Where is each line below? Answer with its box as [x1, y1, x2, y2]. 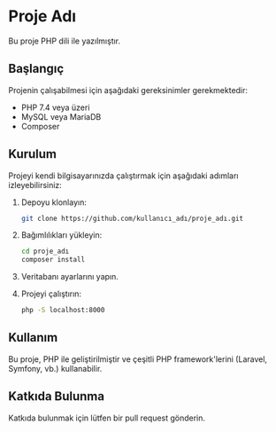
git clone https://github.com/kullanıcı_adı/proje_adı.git [20, 214, 244, 223]
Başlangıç [8, 61, 65, 76]
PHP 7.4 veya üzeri [20, 102, 90, 113]
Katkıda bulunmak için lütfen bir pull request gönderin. [8, 412, 205, 423]
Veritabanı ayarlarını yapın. [20, 271, 119, 282]
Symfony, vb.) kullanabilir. [8, 363, 103, 373]
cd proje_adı [20, 247, 70, 256]
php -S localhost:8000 [20, 306, 105, 315]
